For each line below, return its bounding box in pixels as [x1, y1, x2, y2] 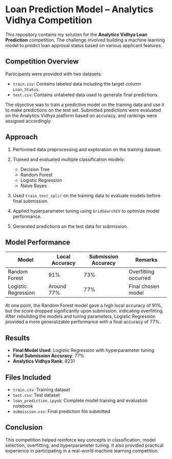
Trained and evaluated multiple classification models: [12, 156, 125, 162]
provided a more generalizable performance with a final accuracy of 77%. [5, 319, 161, 325]
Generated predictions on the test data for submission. [12, 223, 128, 229]
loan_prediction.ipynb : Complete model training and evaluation [12, 398, 148, 403]
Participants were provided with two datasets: [5, 71, 102, 77]
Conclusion [5, 423, 43, 432]
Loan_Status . [12, 86, 40, 92]
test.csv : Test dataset [12, 392, 60, 398]
